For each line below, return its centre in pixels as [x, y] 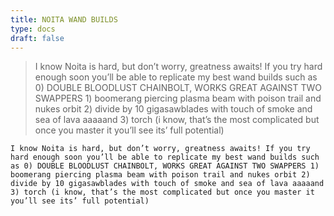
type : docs [33, 29]
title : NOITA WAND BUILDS [64, 19]
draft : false [37, 38]
